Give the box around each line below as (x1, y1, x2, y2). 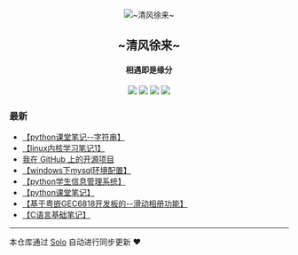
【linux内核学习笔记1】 (21, 142, 106, 153)
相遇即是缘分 (125, 64, 173, 75)
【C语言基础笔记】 (21, 209, 91, 219)
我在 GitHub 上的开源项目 (21, 154, 115, 164)
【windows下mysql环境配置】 (21, 164, 131, 175)
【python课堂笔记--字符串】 (21, 131, 126, 142)
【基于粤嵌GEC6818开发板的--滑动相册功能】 (21, 198, 188, 209)
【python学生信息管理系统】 (21, 176, 126, 187)
